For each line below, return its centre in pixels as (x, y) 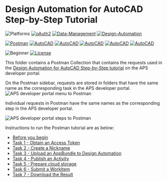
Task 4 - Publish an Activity (40, 159)
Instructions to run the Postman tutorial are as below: (60, 128)
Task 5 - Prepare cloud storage (44, 164)
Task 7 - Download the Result (43, 174)
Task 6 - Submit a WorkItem (41, 169)
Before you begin (30, 137)
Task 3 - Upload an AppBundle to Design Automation (67, 153)
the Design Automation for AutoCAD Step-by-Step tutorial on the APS (77, 68)
